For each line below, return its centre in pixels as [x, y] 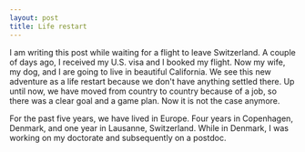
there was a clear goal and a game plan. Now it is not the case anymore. [145, 100]
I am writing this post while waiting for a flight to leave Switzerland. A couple [152, 52]
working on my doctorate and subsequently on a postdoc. [118, 137]
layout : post [34, 18]
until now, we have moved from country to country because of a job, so [143, 91]
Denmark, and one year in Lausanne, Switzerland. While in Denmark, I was [149, 127]
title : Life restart [49, 26]
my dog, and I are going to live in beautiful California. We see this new [140, 71]
